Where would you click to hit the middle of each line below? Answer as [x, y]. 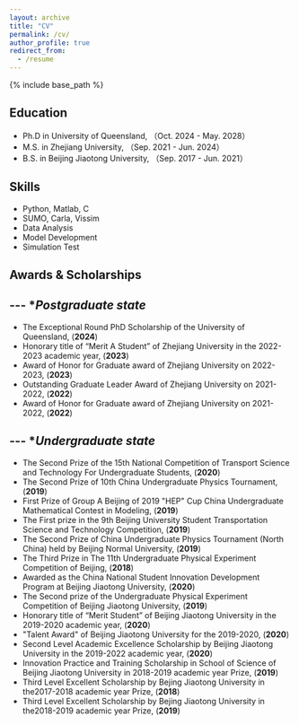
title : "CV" [31, 26]
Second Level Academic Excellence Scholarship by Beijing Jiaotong [148, 643]
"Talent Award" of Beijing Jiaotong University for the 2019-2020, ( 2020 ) [156, 634]
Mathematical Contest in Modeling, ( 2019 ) [100, 510]
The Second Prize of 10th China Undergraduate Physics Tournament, [150, 482]
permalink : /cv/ [40, 34]
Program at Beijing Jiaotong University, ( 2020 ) [109, 586]
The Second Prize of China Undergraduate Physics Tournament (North [153, 538]
